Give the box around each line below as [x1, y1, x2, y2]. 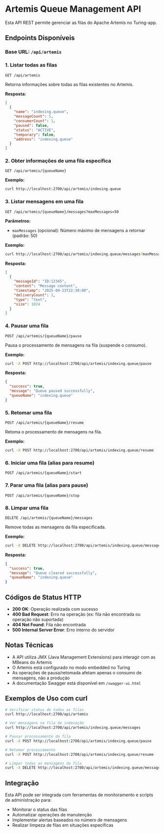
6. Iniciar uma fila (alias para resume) [5, 459, 95, 466]
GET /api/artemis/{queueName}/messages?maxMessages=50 [5, 209, 119, 214]
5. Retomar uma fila [5, 409, 52, 416]
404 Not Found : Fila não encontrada [12, 621, 86, 627]
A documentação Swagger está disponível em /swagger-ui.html [12, 680, 141, 686]
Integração [5, 779, 39, 787]
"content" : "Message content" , [14, 284, 78, 288]
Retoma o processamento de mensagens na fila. [5, 429, 102, 435]
